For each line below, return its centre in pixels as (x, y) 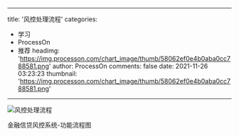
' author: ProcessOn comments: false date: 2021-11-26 (128, 66)
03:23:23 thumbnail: (47, 74)
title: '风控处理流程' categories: (53, 19)
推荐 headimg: (39, 51)
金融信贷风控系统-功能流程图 (49, 125)
